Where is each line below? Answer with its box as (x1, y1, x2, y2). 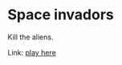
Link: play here (7, 47, 57, 57)
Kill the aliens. (7, 32, 54, 42)
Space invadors (7, 6, 114, 24)
